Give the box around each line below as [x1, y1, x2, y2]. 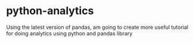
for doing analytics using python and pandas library [6, 29, 133, 37]
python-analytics [6, 4, 94, 18]
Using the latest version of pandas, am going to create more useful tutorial [6, 24, 189, 31]
